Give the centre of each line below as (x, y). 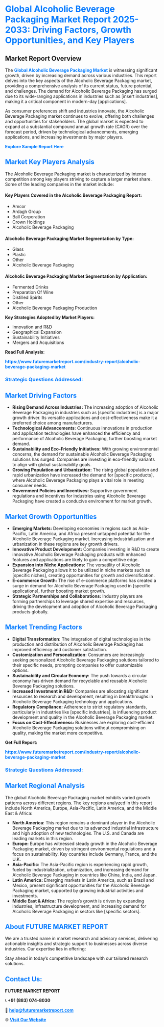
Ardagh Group (26, 211)
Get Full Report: (21, 742)
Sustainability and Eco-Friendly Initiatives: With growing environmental (85, 449)
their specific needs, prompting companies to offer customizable (77, 665)
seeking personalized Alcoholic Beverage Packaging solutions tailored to (85, 660)
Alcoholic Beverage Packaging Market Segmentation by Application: (76, 276)
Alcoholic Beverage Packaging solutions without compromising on (79, 728)
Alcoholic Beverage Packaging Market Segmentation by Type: (70, 238)
